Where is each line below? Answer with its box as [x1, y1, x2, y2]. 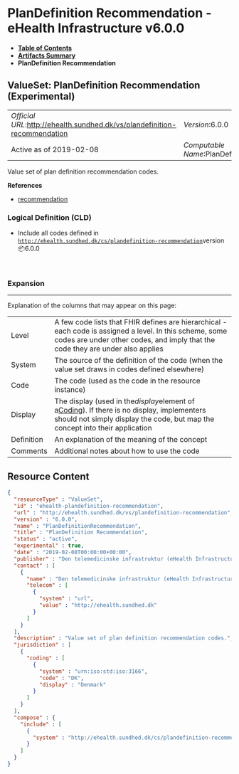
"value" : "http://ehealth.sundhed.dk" [38, 602, 158, 609]
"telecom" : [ [26, 582, 69, 589]
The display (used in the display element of [54, 396, 195, 406]
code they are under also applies [54, 344, 164, 354]
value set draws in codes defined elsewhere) [54, 364, 205, 374]
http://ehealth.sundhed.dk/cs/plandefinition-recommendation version [17, 236, 225, 245]
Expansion [7, 278, 45, 288]
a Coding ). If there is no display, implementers [54, 405, 206, 415]
